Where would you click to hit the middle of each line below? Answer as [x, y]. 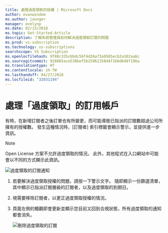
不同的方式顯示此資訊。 [38, 159]
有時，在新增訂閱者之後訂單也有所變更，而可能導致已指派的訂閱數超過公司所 [84, 120]
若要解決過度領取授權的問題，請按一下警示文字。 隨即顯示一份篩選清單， [87, 181]
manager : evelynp [23, 24]
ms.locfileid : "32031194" [32, 79]
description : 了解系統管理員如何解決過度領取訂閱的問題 [57, 38]
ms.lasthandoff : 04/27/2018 [34, 75]
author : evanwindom [25, 14]
